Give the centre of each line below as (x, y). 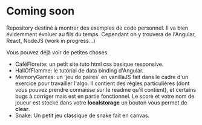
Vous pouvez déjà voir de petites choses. (57, 52)
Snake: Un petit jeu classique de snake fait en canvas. (82, 115)
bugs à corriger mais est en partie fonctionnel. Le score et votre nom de (105, 96)
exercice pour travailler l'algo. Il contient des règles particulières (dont (102, 83)
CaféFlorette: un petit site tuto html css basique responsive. (89, 64)
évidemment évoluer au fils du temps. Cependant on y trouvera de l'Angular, (101, 34)
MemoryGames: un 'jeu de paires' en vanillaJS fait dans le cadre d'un (102, 77)
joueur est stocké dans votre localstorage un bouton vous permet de (101, 102)
